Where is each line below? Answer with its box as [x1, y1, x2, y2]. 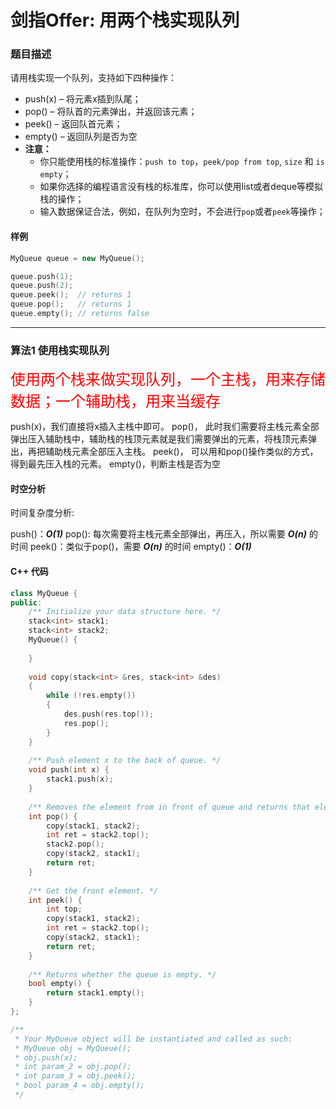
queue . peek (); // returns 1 [10, 290, 132, 300]
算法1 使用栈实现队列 [10, 343, 110, 357]
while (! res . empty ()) [46, 691, 137, 701]
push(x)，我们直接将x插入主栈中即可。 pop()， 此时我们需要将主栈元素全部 [10, 421, 320, 433]
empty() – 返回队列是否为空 [24, 131, 138, 143]
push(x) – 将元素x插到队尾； [24, 93, 142, 105]
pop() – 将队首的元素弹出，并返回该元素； [24, 106, 198, 118]
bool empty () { [28, 979, 92, 989]
